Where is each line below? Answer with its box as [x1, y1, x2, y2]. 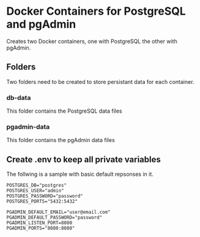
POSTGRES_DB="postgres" [6, 182, 67, 189]
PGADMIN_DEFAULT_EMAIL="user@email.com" [6, 209, 111, 216]
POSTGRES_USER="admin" [6, 188, 64, 194]
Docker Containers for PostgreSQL [6, 4, 187, 18]
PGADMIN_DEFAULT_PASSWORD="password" [6, 214, 103, 221]
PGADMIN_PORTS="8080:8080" [6, 225, 75, 231]
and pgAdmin [6, 17, 76, 31]
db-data [6, 93, 31, 102]
